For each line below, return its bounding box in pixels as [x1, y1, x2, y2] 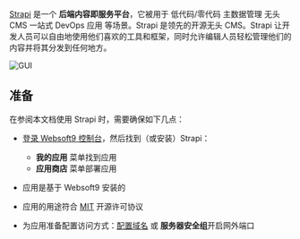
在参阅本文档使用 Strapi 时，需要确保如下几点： [9, 114, 185, 124]
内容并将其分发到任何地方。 [9, 42, 112, 53]
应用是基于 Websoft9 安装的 [21, 182, 126, 192]
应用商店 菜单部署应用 [35, 163, 117, 174]
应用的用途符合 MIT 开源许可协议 [21, 201, 144, 211]
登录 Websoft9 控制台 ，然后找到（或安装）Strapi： [21, 132, 210, 143]
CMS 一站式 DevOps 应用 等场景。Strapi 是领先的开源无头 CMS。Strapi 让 [9, 20, 283, 30]
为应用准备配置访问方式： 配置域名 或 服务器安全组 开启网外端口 [21, 219, 255, 231]
